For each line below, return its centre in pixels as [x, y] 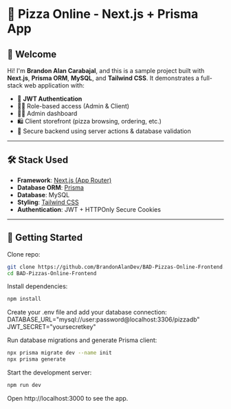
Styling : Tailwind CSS [48, 202]
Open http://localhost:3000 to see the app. [68, 398]
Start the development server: [49, 372]
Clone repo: [24, 254]
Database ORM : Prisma [51, 187]
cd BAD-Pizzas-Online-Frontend [52, 273]
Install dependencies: [37, 286]
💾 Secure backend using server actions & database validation [104, 131]
